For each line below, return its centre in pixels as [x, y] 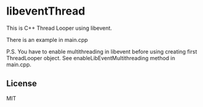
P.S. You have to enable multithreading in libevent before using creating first [102, 51]
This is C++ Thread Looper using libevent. [59, 28]
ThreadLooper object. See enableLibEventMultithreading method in [91, 58]
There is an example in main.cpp [47, 40]
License [22, 84]
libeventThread [46, 11]
